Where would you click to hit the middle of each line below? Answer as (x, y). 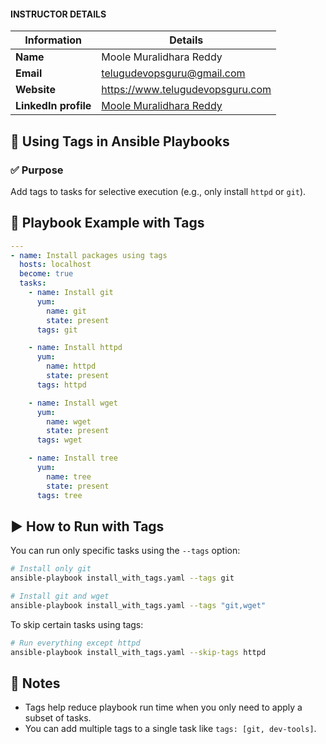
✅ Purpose (37, 170)
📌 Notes (35, 683)
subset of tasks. (58, 718)
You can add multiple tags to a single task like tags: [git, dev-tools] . (170, 729)
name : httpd (71, 366)
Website (35, 90)
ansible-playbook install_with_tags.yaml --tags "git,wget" (138, 606)
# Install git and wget (60, 596)
